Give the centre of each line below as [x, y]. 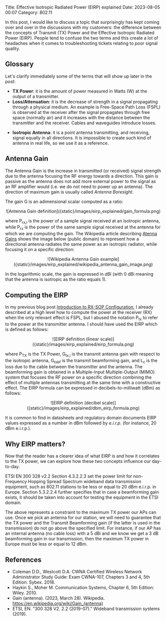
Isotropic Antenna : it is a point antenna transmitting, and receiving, [81, 132]
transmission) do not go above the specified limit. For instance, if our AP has [83, 528]
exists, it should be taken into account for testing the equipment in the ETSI [82, 498]
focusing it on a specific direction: [40, 250]
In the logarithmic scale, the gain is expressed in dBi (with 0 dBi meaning [79, 274]
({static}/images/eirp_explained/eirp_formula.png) [83, 344]
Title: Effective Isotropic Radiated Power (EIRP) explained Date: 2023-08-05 [83, 7]
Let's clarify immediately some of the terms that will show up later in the [79, 76]
